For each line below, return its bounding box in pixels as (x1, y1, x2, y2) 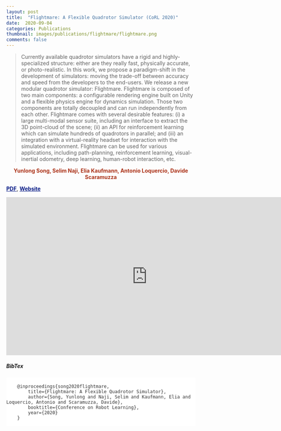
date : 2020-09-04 (6, 20, 52, 26)
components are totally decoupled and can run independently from (20, 105, 187, 111)
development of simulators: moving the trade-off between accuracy (20, 73, 189, 79)
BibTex (6, 362, 24, 370)
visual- (175, 149, 192, 156)
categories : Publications (6, 25, 71, 32)
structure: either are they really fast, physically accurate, (50, 60, 190, 67)
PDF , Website (6, 185, 41, 192)
